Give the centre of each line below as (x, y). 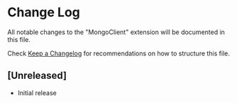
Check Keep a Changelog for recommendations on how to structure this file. (119, 53)
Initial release (37, 92)
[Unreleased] (37, 76)
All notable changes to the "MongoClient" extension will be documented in (116, 32)
